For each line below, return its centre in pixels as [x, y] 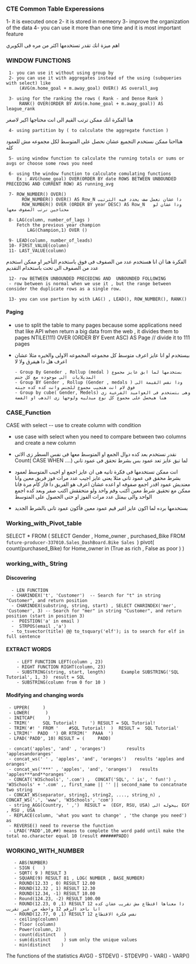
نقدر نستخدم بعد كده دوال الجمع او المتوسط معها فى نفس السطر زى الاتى [95, 454]
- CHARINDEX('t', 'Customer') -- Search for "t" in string [86, 595]
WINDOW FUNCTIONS [39, 60]
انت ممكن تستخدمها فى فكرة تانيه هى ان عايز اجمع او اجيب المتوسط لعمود [96, 472]
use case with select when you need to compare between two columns [100, 437]
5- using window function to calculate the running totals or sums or [96, 158]
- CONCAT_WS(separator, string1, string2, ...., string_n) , [85, 795]
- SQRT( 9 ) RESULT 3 [40, 873]
